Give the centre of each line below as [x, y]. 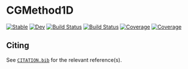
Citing [18, 46]
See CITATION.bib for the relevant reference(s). [64, 59]
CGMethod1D [40, 10]
